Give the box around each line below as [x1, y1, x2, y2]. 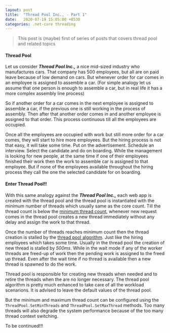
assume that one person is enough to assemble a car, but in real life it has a [5, 85, 163, 91]
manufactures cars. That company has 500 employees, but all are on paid [5, 69, 159, 75]
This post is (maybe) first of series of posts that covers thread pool [17, 35, 157, 41]
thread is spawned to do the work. [5, 261, 77, 267]
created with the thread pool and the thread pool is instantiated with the [5, 197, 155, 203]
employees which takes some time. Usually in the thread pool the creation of [5, 239, 165, 245]
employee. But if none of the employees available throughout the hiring [5, 164, 153, 170]
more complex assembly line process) [5, 91, 84, 97]
